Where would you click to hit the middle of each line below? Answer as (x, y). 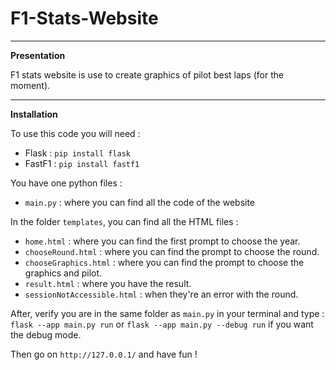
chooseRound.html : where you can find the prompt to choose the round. (172, 251)
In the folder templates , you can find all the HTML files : (124, 221)
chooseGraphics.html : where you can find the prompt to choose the (164, 262)
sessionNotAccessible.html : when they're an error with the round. (161, 294)
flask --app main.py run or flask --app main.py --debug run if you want (162, 324)
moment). (30, 85)
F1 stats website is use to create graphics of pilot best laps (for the (147, 74)
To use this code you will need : (75, 133)
